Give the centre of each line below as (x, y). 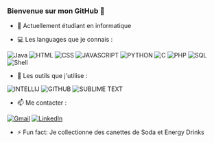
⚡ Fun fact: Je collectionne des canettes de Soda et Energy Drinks (110, 132)
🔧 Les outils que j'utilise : (52, 76)
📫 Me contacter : (42, 103)
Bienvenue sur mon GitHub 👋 (56, 11)
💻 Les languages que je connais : (65, 40)
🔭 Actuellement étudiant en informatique (74, 26)
